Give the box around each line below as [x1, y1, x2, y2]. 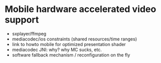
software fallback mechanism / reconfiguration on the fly [12, 51, 131, 58]
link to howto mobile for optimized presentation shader [12, 41, 126, 47]
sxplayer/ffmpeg [12, 30, 46, 36]
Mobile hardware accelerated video [5, 3, 156, 15]
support [5, 14, 39, 25]
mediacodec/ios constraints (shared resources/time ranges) [12, 36, 137, 42]
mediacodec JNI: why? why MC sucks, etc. [12, 46, 102, 52]
